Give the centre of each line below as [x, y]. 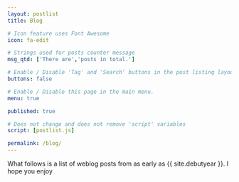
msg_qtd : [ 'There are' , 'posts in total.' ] [71, 60]
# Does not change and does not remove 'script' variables [97, 124]
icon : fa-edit [28, 40]
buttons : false [30, 79]
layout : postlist [33, 14]
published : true [31, 111]
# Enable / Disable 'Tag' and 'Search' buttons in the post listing [111, 73]
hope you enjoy [30, 171]
